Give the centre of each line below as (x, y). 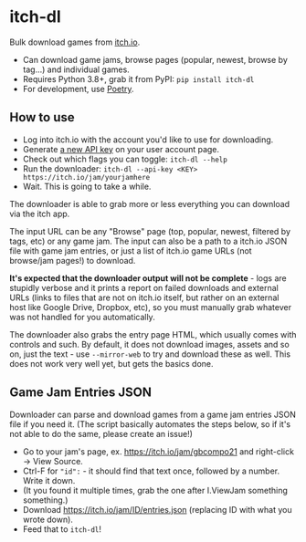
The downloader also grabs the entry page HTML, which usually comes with (153, 334)
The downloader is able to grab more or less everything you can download (150, 203)
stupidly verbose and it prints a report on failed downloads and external (144, 287)
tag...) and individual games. (76, 69)
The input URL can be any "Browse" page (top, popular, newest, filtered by (150, 231)
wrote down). (47, 519)
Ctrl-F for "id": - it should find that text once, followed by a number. (151, 471)
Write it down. (49, 480)
